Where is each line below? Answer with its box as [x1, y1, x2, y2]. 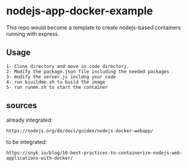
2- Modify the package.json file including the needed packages [6, 69, 169, 75]
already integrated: [6, 116, 53, 123]
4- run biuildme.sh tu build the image [6, 79, 106, 85]
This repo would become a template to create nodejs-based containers [6, 24, 181, 31]
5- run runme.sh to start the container [6, 84, 109, 90]
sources [6, 100, 38, 111]
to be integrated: [6, 138, 47, 146]
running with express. [6, 30, 60, 37]
